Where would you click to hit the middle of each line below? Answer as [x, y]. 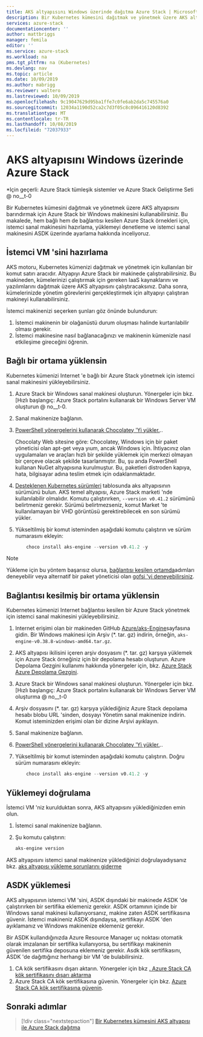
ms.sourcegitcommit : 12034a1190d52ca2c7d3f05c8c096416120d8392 [88, 107]
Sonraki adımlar [37, 1007]
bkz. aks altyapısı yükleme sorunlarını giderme [64, 866]
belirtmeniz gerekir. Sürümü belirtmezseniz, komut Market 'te [91, 505]
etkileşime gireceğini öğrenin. [52, 342]
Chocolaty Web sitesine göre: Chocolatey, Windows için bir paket [96, 442]
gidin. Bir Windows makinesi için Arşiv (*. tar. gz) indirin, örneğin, [95, 635]
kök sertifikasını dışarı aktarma [53, 975]
